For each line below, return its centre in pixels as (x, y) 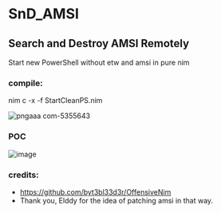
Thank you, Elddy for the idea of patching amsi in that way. (116, 200)
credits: (24, 175)
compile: (26, 83)
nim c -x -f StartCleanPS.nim (55, 101)
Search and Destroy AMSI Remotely (99, 43)
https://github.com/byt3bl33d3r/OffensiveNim (95, 191)
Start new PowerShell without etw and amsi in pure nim (99, 62)
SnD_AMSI (44, 14)
